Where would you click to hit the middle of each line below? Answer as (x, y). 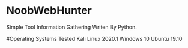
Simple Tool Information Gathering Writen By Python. (71, 27)
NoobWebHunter (49, 10)
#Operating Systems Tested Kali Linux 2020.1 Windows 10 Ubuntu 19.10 (94, 38)
